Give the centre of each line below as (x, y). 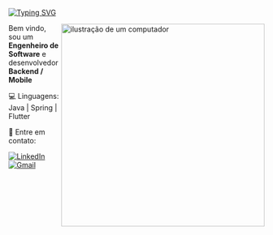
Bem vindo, (28, 28)
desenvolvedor (33, 62)
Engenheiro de (34, 45)
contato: (22, 141)
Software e (27, 54)
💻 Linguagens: (34, 96)
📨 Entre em (27, 132)
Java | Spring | (33, 108)
